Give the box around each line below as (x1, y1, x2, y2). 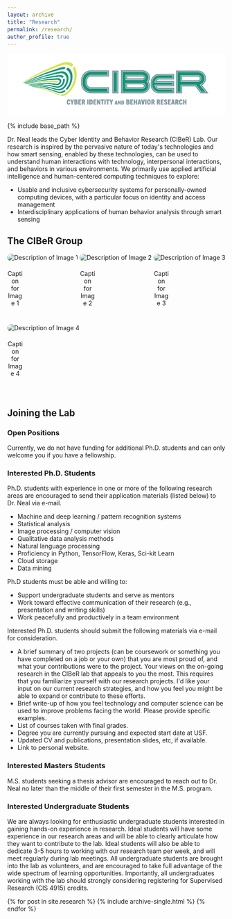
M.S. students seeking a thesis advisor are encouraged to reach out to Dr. (7, 776, 218, 785)
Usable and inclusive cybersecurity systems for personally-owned (17, 185, 206, 194)
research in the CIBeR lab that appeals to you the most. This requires (17, 669, 214, 678)
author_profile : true (7, 33, 70, 40)
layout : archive (7, 11, 54, 18)
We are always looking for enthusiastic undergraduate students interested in (7, 817, 225, 825)
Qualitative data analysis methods (17, 535, 114, 543)
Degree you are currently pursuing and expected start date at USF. (17, 729, 208, 737)
